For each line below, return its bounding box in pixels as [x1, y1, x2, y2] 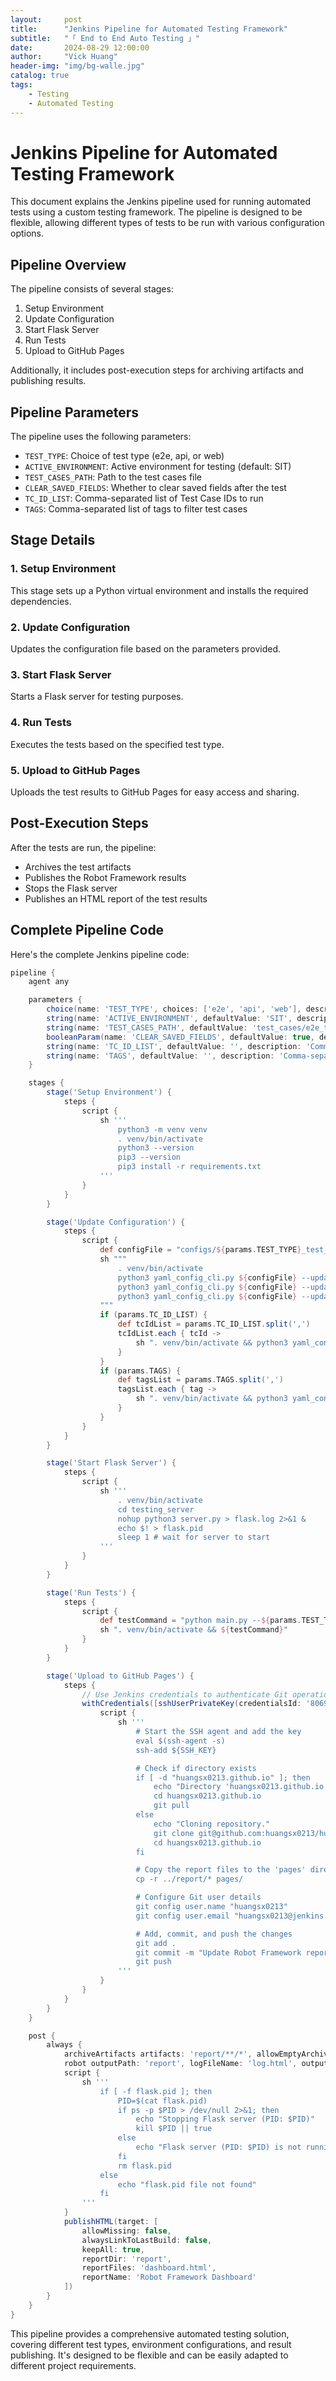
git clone [153, 1828, 195, 1838]
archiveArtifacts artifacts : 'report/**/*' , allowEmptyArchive [63, 2049, 333, 2060]
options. [10, 227, 45, 240]
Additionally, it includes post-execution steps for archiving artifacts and [10, 364, 304, 376]
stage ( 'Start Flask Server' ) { [46, 1458, 177, 1468]
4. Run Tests [10, 716, 72, 730]
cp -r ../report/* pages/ [135, 1874, 244, 1885]
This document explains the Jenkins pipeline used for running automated [10, 196, 311, 208]
